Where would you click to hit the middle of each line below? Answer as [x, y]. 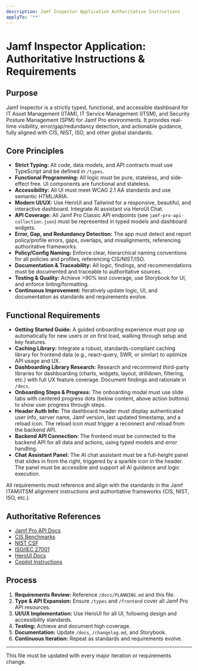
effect [22, 184]
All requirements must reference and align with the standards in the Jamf [95, 485]
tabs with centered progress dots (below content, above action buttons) [102, 398]
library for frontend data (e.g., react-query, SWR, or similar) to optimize [101, 355]
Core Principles [35, 151]
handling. [26, 449]
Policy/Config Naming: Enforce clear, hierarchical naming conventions [100, 253]
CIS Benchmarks [35, 536]
